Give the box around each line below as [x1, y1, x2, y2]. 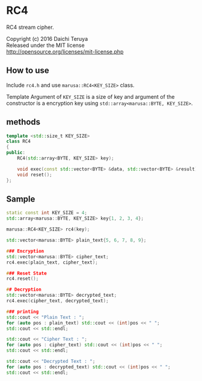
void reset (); [17, 172, 52, 178]
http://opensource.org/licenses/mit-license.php [6, 48, 124, 55]
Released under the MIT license [6, 42, 85, 49]
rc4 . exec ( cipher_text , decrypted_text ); [6, 298, 109, 304]
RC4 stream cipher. [6, 23, 54, 31]
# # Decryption [6, 287, 42, 293]
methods [6, 117, 41, 127]
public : [6, 150, 26, 156]
